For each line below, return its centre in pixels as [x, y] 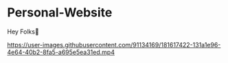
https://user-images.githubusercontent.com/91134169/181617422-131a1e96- [114, 45]
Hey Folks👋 [23, 32]
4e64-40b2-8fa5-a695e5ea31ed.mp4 [61, 52]
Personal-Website [60, 13]
